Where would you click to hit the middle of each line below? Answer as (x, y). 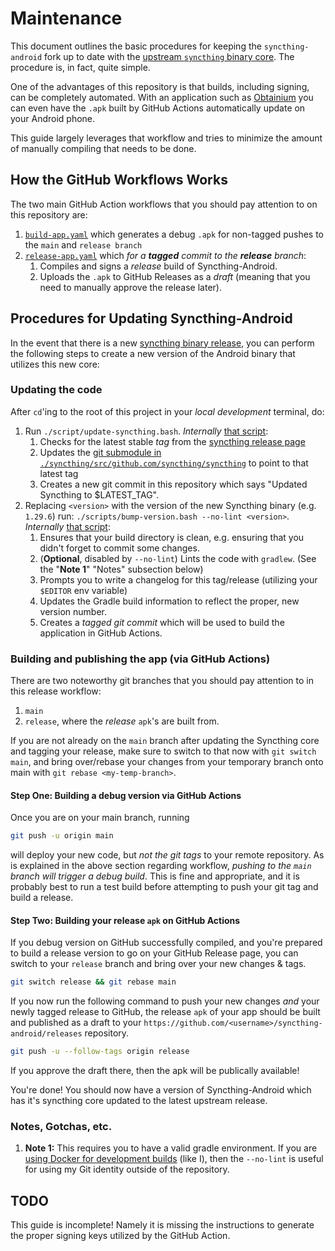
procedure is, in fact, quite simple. (80, 67)
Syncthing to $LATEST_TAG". (99, 494)
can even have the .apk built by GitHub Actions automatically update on (158, 108)
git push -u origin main (62, 836)
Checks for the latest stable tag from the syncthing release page (172, 441)
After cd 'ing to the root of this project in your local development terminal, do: (167, 411)
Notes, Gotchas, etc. (61, 1127)
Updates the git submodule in (100, 452)
